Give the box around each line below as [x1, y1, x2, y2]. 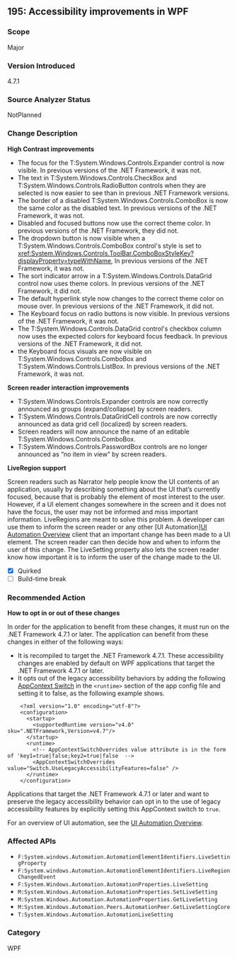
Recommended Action [7, 593, 86, 602]
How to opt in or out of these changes [7, 609, 120, 617]
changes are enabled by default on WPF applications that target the [17, 659, 215, 667]
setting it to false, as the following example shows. [17, 689, 165, 698]
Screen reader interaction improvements [7, 383, 129, 392]
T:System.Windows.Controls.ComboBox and [17, 354, 147, 363]
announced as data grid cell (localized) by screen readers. [17, 419, 188, 428]
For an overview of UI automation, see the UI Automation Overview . [7, 819, 204, 827]
